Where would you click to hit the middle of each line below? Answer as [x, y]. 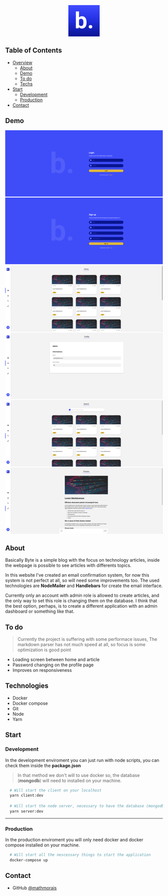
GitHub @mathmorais [34, 887]
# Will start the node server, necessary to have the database [77, 806]
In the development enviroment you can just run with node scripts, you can [82, 760]
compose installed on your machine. [42, 845]
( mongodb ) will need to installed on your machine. [69, 780]
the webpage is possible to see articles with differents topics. [68, 566]
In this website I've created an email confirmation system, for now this [77, 575]
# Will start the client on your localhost [55, 790]
